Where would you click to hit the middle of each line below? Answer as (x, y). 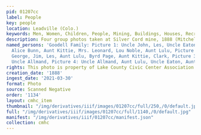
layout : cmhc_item (29, 100)
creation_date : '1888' (34, 73)
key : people (21, 23)
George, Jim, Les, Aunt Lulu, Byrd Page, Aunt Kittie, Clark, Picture (101, 56)
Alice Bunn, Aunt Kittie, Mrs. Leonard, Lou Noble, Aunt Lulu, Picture (103, 51)
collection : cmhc (28, 123)
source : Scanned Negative (38, 90)
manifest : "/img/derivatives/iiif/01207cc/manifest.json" (80, 117)
